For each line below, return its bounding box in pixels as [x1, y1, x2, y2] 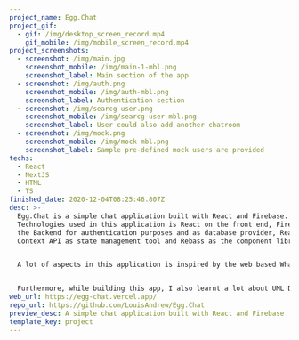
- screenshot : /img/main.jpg [17, 54, 125, 63]
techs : [9, 153, 34, 163]
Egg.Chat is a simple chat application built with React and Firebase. [17, 211, 289, 221]
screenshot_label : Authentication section [25, 95, 185, 105]
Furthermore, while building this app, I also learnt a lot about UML [17, 284, 285, 294]
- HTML [17, 179, 42, 188]
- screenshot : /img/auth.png [17, 79, 125, 88]
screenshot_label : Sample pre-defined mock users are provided [25, 145, 265, 154]
